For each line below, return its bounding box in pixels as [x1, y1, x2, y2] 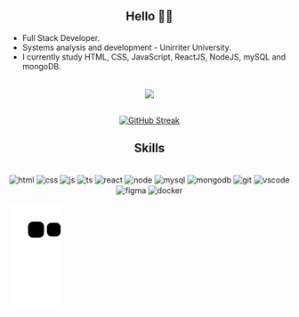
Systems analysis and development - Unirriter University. [21, 42, 231, 53]
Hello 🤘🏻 [125, 9, 174, 24]
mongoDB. [21, 61, 62, 71]
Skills [133, 141, 166, 156]
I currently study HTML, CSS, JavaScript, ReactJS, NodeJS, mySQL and [21, 51, 287, 62]
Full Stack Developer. [21, 32, 101, 43]
